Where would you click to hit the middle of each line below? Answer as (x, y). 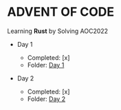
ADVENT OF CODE (61, 12)
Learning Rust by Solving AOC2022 (58, 31)
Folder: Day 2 (46, 99)
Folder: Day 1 (46, 65)
